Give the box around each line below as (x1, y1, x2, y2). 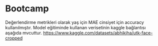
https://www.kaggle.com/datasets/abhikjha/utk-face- (43, 30, 153, 36)
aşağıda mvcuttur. (5, 30, 42, 36)
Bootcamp (5, 3, 49, 14)
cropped (5, 35, 23, 41)
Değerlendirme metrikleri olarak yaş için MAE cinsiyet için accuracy (5, 19, 144, 25)
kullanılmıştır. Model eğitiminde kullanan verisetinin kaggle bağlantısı (5, 24, 146, 30)
